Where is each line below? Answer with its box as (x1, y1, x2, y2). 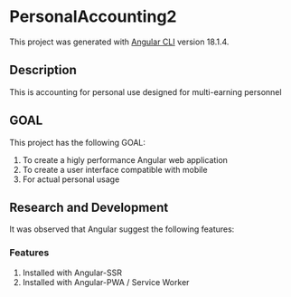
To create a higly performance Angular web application (22, 154, 229, 165)
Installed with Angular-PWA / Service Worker (22, 276, 190, 287)
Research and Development (9, 199, 169, 215)
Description (9, 62, 77, 78)
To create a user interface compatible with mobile (22, 164, 208, 175)
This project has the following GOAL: (9, 137, 146, 148)
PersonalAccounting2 (9, 6, 177, 27)
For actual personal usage (22, 174, 120, 185)
